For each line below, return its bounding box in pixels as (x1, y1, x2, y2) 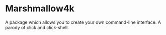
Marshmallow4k (5, 3, 74, 14)
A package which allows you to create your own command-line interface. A (5, 19, 161, 25)
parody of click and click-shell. (5, 24, 69, 30)
